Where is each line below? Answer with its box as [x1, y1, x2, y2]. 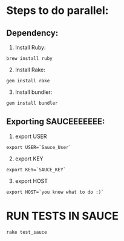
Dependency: [6, 28, 59, 38]
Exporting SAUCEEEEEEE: [6, 116, 105, 127]
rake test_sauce [6, 229, 47, 235]
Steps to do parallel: [6, 4, 109, 18]
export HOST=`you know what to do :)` [6, 189, 104, 195]
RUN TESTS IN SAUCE [6, 210, 119, 223]
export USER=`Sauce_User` [6, 144, 71, 150]
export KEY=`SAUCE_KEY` [6, 167, 67, 173]
